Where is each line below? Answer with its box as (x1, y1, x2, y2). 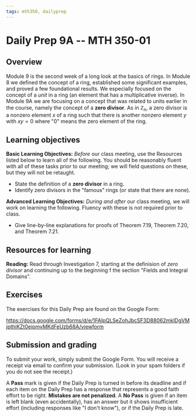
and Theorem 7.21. (14, 228, 60, 235)
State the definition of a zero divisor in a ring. (14, 180, 125, 187)
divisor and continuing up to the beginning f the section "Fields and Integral (6, 267, 188, 274)
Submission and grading (6, 340, 97, 350)
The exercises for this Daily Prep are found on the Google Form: (6, 305, 160, 312)
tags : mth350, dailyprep (6, 8, 67, 15)
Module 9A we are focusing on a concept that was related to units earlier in (6, 97, 187, 104)
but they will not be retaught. (6, 169, 75, 176)
